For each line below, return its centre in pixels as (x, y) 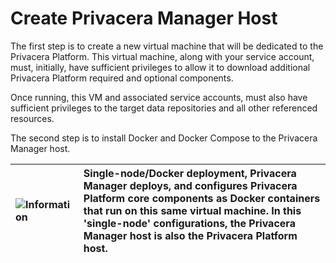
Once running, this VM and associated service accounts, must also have (159, 97)
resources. (32, 118)
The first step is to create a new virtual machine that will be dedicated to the (167, 46)
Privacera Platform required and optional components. (122, 78)
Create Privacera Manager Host (144, 18)
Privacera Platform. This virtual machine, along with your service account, (162, 56)
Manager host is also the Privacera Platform (190, 235)
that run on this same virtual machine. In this (192, 210)
